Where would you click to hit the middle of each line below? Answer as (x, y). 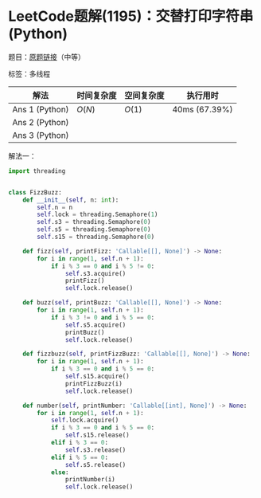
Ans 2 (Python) (41, 122)
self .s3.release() (95, 450)
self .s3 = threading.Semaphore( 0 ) (94, 222)
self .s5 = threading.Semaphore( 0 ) (94, 229)
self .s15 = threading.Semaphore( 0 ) (96, 237)
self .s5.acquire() (95, 325)
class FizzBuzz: (35, 192)
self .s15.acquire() (97, 376)
